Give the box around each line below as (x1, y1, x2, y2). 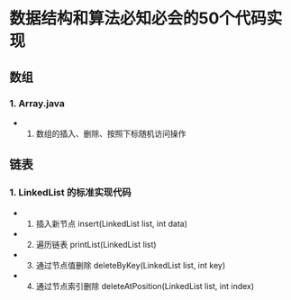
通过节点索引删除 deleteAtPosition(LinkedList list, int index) (35, 280, 255, 291)
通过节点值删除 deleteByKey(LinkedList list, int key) (35, 259, 226, 270)
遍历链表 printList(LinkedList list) (35, 239, 157, 250)
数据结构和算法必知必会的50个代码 (9, 8, 268, 29)
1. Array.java (9, 96, 66, 109)
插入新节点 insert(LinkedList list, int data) (35, 218, 187, 229)
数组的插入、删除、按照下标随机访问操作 (35, 128, 186, 139)
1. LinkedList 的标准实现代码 (9, 186, 132, 199)
